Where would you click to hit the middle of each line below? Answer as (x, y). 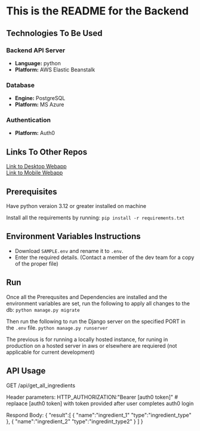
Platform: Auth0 (35, 133)
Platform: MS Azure (39, 105)
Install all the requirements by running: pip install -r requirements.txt (96, 218)
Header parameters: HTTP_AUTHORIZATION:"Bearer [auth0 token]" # (92, 397)
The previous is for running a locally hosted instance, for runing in (87, 339)
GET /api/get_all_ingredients (41, 385)
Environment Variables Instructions (73, 236)
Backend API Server (36, 50)
